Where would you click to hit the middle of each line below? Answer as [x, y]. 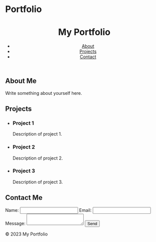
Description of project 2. [38, 158]
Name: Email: [48, 210]
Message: [16, 223]
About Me [21, 81]
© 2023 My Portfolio [27, 234]
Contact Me [24, 198]
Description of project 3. [38, 182]
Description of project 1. [37, 134]
